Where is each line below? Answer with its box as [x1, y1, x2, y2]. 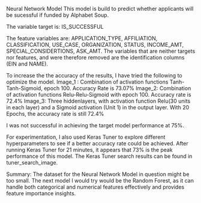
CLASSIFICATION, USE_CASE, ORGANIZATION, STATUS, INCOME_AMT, [6, 41, 184, 48]
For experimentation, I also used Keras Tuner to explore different [6, 133, 166, 141]
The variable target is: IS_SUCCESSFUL [6, 23, 104, 30]
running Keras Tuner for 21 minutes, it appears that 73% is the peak [6, 147, 173, 153]
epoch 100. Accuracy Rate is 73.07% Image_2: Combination [44, 85, 191, 92]
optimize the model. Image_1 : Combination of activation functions [6, 78, 169, 85]
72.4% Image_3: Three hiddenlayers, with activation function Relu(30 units [6, 97, 191, 105]
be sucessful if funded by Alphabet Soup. [6, 11, 109, 19]
